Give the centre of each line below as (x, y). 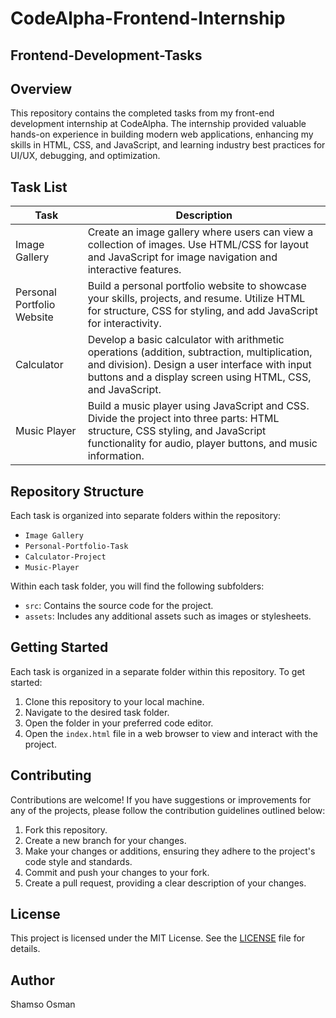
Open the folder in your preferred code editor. (119, 723)
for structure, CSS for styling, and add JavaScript (202, 311)
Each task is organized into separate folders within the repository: (146, 516)
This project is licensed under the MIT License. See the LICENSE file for (158, 938)
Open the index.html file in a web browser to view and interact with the (171, 733)
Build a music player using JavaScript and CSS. (198, 406)
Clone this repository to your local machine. (114, 701)
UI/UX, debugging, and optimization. (85, 156)
